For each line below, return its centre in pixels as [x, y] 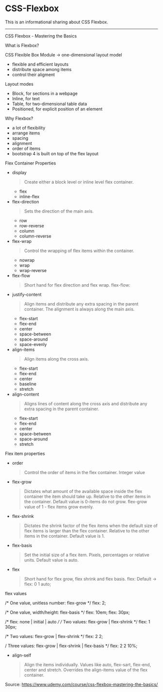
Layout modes [19, 84]
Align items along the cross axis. [57, 359]
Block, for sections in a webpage [45, 93]
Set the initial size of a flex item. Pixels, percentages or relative [87, 555]
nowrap [27, 260]
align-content [25, 394]
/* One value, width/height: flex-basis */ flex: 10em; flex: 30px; [67, 612]
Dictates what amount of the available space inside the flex [83, 491]
